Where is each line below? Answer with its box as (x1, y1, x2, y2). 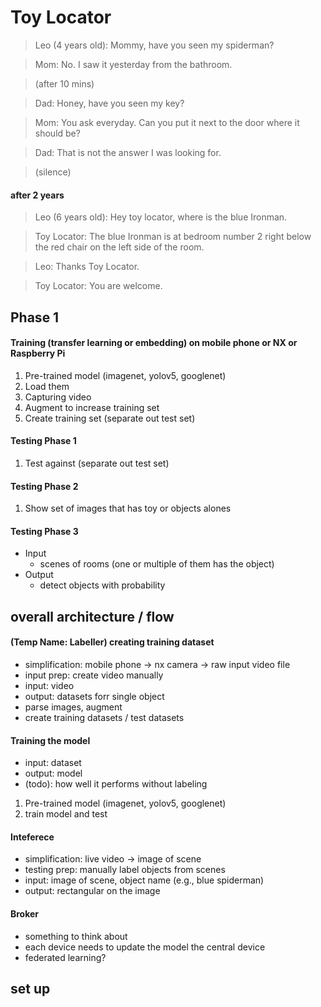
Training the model (10, 734, 91, 746)
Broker (10, 907, 40, 920)
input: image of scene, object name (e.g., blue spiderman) (24, 874, 265, 886)
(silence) (34, 166, 72, 178)
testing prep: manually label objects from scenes (24, 864, 226, 876)
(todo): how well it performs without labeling (24, 778, 208, 790)
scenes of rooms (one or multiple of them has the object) (39, 558, 275, 570)
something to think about (24, 930, 128, 942)
